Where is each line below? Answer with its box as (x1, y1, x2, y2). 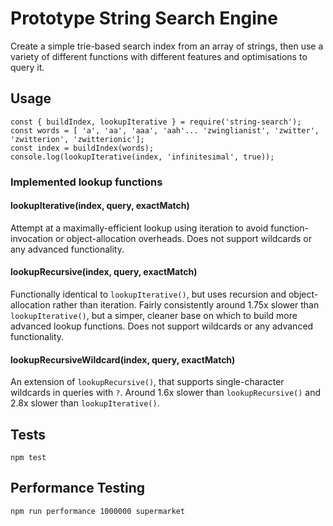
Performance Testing (10, 480, 146, 497)
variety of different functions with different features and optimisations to (10, 50, 308, 62)
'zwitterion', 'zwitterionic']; (10, 134, 145, 144)
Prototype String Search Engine (10, 7, 278, 30)
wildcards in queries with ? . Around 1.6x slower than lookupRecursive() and (10, 387, 322, 399)
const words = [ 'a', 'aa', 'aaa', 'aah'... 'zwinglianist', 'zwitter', (10, 125, 320, 136)
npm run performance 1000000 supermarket (10, 506, 186, 516)
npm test (10, 453, 47, 463)
